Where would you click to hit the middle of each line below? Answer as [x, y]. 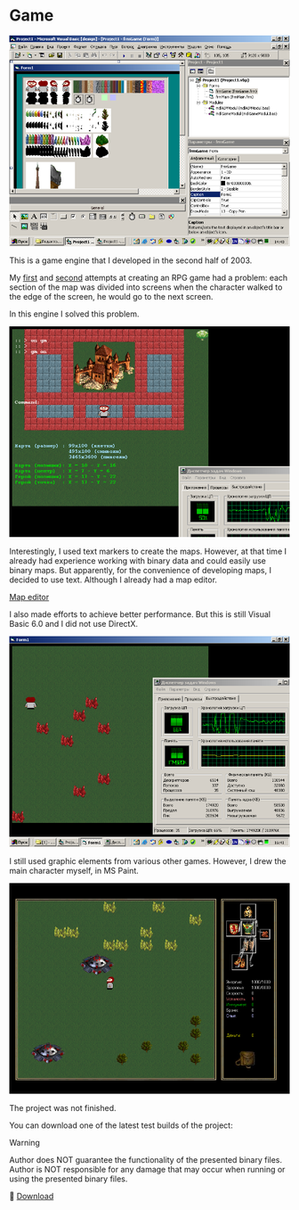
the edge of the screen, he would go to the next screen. [111, 296]
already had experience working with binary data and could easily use [138, 560]
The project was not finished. [63, 1107]
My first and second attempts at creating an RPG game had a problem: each [149, 277]
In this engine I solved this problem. [74, 314]
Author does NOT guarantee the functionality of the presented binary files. [146, 1159]
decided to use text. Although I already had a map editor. [113, 580]
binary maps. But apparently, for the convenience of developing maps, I [140, 570]
